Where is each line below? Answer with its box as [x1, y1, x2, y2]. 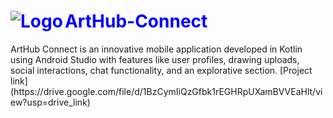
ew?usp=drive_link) [10, 96, 91, 108]
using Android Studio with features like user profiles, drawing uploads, [10, 53, 300, 65]
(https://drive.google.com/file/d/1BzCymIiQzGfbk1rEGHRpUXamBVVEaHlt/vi [10, 85, 323, 97]
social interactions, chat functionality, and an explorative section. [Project [10, 64, 313, 76]
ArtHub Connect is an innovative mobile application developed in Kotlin [10, 43, 303, 55]
